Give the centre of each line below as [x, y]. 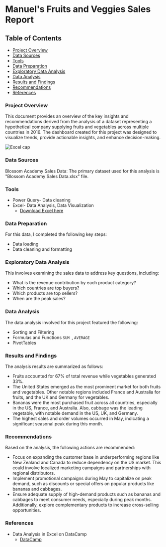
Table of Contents [34, 38]
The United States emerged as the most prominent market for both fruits [86, 387]
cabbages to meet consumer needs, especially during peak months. [82, 500]
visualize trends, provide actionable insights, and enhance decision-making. [83, 138]
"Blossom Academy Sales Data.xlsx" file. [47, 176]
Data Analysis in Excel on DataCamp [49, 534]
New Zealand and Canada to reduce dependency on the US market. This [87, 463]
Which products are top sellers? [45, 293]
